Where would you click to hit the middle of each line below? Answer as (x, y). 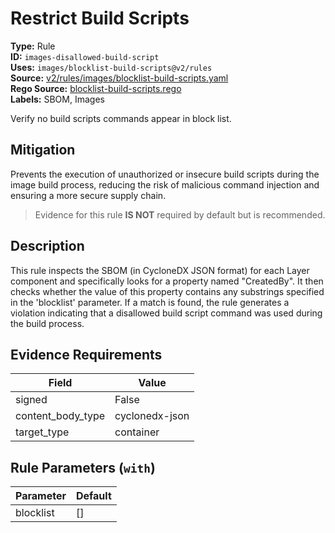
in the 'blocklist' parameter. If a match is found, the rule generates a (150, 302)
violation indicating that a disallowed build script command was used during (166, 313)
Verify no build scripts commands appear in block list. (121, 118)
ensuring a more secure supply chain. (88, 195)
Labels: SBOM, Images (57, 99)
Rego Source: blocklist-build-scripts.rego (96, 88)
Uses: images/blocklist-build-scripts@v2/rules (111, 67)
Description (47, 246)
